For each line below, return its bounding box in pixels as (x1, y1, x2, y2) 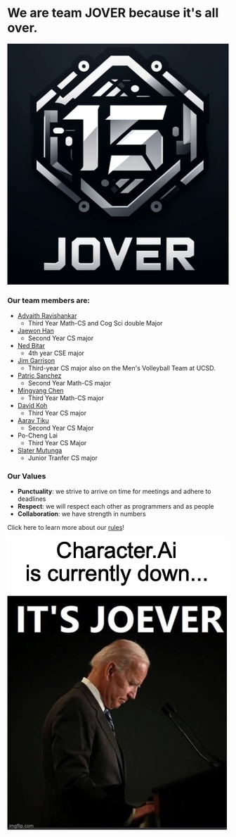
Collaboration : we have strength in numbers (17, 509, 146, 519)
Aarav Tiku (17, 416, 49, 424)
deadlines (17, 495, 46, 503)
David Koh (17, 401, 48, 409)
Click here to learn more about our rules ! (7, 523, 125, 532)
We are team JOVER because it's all (7, 5, 219, 21)
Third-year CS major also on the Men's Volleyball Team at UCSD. (27, 364, 216, 372)
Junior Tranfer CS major (27, 453, 98, 462)
